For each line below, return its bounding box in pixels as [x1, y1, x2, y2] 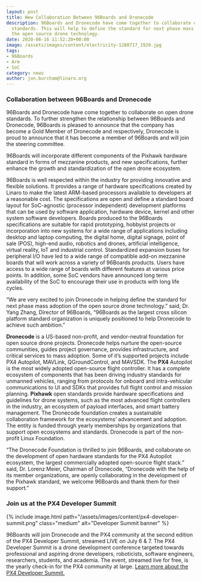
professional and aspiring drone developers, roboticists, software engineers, [6, 550, 194, 557]
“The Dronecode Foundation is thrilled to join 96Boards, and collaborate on [6, 446, 191, 453]
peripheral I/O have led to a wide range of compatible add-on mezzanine [6, 252, 185, 260]
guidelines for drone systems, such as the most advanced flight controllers [6, 397, 191, 404]
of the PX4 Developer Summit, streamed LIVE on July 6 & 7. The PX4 [6, 537, 175, 544]
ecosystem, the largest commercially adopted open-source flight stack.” [6, 459, 184, 467]
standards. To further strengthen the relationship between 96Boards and [6, 115, 185, 123]
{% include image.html [6, 513, 62, 520]
